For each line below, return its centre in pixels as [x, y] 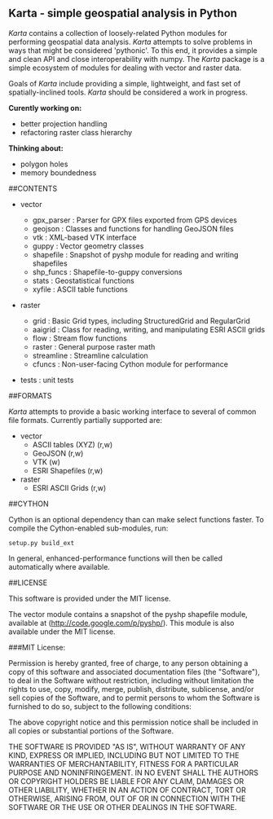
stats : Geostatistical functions [83, 280]
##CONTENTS [33, 188]
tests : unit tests [47, 380]
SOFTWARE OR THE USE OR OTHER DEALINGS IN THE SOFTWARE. [123, 807]
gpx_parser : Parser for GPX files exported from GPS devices [135, 220]
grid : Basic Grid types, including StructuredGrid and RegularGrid [141, 320]
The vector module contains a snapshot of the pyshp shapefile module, [128, 614]
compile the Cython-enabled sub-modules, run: [88, 528]
